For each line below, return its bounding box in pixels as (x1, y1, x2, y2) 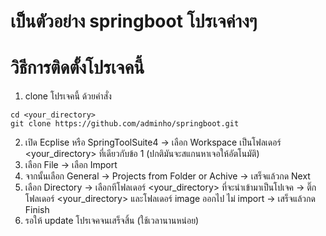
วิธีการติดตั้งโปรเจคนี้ (10, 56, 145, 79)
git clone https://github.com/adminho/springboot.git (10, 119, 240, 129)
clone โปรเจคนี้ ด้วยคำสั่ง (24, 90, 112, 102)
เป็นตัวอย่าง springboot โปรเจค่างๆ (10, 10, 258, 33)
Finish (24, 204, 50, 216)
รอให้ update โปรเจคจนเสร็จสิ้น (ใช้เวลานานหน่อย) (24, 215, 200, 227)
